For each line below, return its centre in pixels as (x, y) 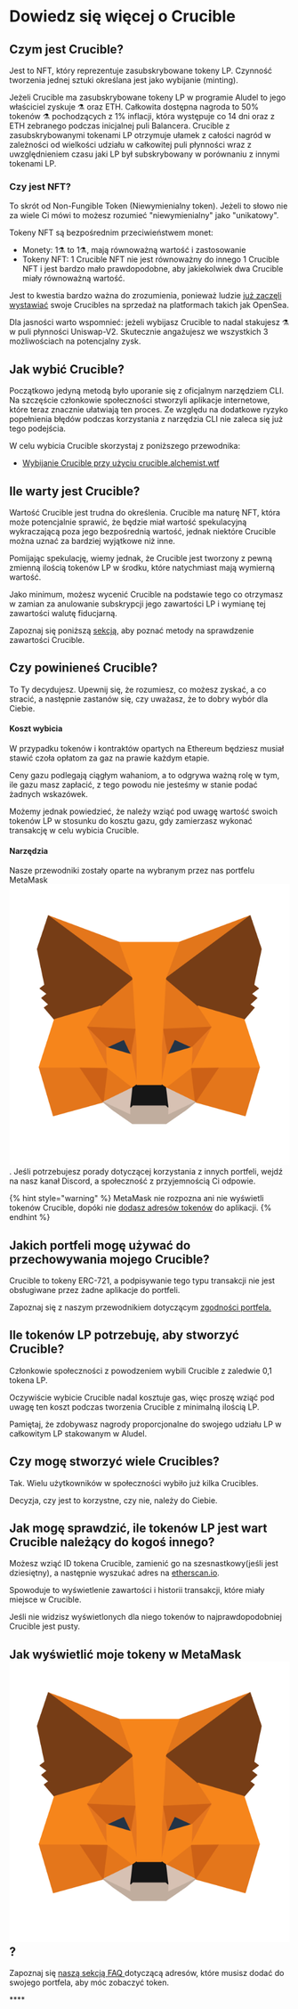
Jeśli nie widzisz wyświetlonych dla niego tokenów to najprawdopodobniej (146, 1617)
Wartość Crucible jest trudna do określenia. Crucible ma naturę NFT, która (145, 512)
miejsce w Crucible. (45, 1599)
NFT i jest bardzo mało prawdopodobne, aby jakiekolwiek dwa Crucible (153, 269)
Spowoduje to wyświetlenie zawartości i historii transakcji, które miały (137, 1590)
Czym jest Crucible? (67, 49)
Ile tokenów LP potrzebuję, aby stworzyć (125, 1335)
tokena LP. (28, 1380)
